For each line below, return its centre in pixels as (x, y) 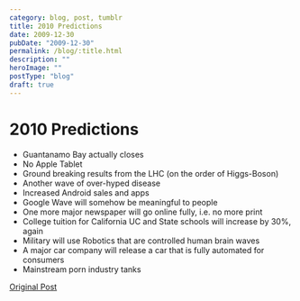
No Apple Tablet (52, 164)
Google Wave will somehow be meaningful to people (120, 202)
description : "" (40, 59)
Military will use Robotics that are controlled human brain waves (141, 241)
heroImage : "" (36, 68)
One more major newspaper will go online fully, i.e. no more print (142, 212)
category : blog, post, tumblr (66, 18)
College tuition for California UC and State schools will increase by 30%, (156, 221)
